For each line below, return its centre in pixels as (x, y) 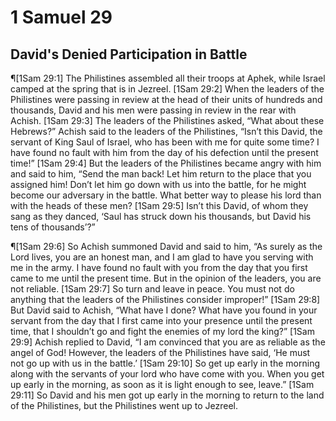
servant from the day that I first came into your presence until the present (161, 320)
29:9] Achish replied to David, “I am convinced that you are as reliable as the (168, 342)
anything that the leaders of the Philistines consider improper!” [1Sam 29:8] (165, 299)
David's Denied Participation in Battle (129, 54)
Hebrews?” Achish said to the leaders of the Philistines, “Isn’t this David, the (166, 131)
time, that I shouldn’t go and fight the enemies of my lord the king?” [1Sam (162, 331)
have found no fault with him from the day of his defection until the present (164, 152)
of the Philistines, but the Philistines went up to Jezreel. (124, 405)
